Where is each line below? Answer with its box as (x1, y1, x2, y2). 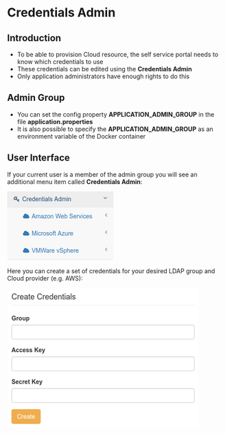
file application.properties (16, 117, 93, 126)
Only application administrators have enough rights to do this (16, 72, 190, 80)
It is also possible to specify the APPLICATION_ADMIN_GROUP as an (16, 125, 214, 133)
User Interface (7, 152, 71, 164)
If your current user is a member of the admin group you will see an (7, 170, 198, 178)
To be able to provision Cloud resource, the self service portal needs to (16, 50, 219, 58)
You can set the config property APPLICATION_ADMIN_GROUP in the (16, 110, 215, 118)
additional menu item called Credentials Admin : (7, 177, 143, 186)
